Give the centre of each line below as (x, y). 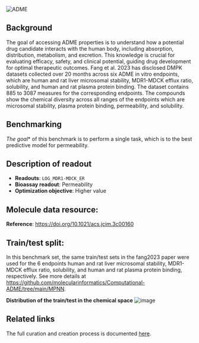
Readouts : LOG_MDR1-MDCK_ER (50, 178)
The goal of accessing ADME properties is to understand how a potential (95, 42)
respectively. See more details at (46, 276)
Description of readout (49, 164)
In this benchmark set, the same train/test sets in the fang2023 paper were (98, 257)
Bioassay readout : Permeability (54, 184)
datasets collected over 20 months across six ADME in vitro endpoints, (93, 74)
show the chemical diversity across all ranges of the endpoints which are (96, 99)
